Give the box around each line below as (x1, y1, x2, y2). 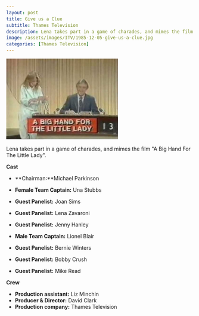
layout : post (6, 10, 39, 16)
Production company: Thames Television (14, 303, 117, 310)
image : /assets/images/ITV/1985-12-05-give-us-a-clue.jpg (6, 35, 153, 41)
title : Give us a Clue (6, 16, 63, 22)
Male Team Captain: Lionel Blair (14, 233, 94, 240)
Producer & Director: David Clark (14, 297, 97, 304)
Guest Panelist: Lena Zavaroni (14, 210, 91, 216)
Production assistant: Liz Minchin (14, 290, 99, 297)
